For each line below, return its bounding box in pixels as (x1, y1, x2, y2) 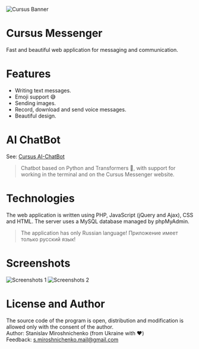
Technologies (6, 192, 75, 205)
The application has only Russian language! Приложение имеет (20, 229, 178, 236)
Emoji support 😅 (14, 93, 56, 100)
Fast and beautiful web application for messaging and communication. (6, 46, 178, 53)
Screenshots (6, 257, 71, 270)
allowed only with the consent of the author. (6, 323, 114, 331)
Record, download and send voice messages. (14, 106, 127, 113)
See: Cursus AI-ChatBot (6, 153, 65, 160)
